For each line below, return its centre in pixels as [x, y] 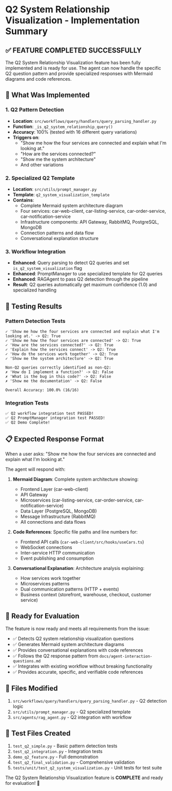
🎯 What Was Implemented [47, 95]
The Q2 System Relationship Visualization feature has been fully [73, 62]
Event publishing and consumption [57, 558]
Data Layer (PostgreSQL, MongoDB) [59, 511]
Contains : [23, 200]
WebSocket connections [46, 547]
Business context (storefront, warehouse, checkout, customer [86, 595]
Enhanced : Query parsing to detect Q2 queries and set [71, 263]
